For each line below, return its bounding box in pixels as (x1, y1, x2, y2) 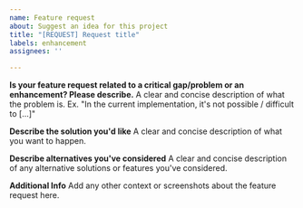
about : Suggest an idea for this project (9, 22, 169, 31)
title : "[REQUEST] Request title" (9, 30, 141, 39)
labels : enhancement (9, 38, 88, 48)
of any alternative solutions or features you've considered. (9, 163, 229, 174)
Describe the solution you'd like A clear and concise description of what (9, 126, 283, 137)
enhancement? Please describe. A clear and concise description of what (9, 90, 286, 100)
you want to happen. (9, 136, 86, 147)
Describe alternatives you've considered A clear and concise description (9, 153, 288, 164)
